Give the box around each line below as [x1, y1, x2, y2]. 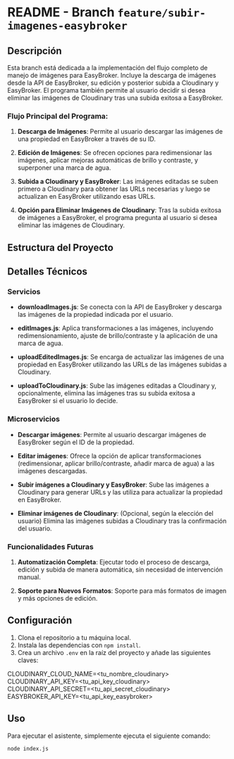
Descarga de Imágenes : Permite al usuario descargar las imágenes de [17, 127, 223, 136]
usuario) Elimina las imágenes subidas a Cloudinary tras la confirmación [17, 516, 227, 525]
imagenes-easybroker [7, 19, 128, 33]
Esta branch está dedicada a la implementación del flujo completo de [7, 64, 208, 71]
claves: [17, 656, 39, 664]
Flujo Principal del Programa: [7, 111, 109, 121]
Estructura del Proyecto [7, 241, 114, 253]
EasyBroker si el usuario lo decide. [17, 397, 118, 405]
